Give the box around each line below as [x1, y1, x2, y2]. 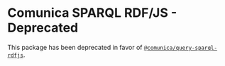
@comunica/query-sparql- [143, 44, 218, 51]
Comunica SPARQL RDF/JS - [7, 5, 177, 21]
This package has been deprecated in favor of [7, 43, 143, 51]
